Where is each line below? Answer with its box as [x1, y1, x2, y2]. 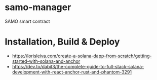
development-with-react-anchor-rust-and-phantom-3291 [12, 69, 132, 75]
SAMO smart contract [5, 18, 50, 24]
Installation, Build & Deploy [5, 36, 120, 48]
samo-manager [5, 2, 71, 13]
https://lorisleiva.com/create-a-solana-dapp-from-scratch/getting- [12, 53, 152, 59]
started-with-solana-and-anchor [12, 58, 81, 64]
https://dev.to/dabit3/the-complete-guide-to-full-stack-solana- [12, 63, 144, 69]
